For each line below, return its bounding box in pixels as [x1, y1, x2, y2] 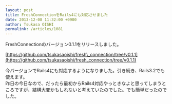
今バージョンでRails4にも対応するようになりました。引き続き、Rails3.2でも [5, 68, 165, 74]
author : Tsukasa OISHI [5, 22, 54, 27]
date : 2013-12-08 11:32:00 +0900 [5, 17, 77, 22]
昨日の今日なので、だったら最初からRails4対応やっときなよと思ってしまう [5, 80, 162, 87]
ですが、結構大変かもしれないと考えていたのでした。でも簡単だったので [14, 87, 167, 93]
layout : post [5, 7, 33, 13]
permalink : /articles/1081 [5, 27, 63, 32]
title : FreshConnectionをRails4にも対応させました [5, 12, 108, 17]
